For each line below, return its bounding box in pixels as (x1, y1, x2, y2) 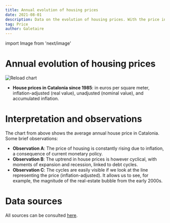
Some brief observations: (5, 136, 58, 141)
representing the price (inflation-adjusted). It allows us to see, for (12, 172, 149, 178)
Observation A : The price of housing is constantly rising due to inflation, (12, 145, 164, 151)
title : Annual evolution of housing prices (5, 7, 99, 13)
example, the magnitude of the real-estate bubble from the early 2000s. (12, 178, 163, 183)
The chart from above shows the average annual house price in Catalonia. (5, 130, 159, 136)
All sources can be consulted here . (5, 212, 78, 218)
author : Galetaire (5, 26, 44, 31)
